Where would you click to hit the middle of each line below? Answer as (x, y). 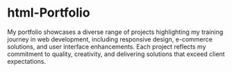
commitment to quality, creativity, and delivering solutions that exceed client (116, 54)
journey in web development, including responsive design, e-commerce (110, 39)
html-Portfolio (49, 13)
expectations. (27, 61)
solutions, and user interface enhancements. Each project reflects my (107, 46)
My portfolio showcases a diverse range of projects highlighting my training (115, 32)
